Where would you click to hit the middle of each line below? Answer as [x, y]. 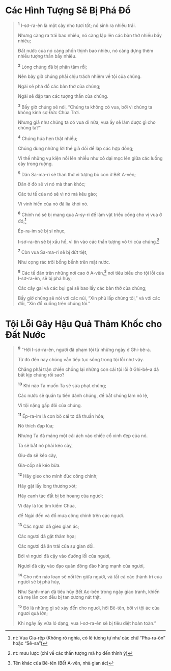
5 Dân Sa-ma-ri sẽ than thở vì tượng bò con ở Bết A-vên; [77, 174]
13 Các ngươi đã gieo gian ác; [49, 526]
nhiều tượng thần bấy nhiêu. [47, 56]
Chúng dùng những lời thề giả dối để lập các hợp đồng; [76, 148]
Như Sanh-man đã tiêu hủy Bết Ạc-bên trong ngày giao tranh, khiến [89, 592]
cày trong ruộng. [35, 164]
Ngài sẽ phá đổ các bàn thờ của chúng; [59, 87]
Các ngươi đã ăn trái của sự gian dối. [56, 546]
